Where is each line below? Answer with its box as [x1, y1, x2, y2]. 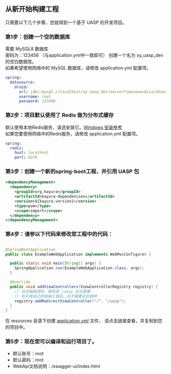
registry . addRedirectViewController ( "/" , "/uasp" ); [14, 298, 126, 304]
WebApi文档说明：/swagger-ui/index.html [12, 363, 100, 369]
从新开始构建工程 [5, 5, 59, 14]
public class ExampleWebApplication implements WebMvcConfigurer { [5, 251, 152, 257]
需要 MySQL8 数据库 [5, 46, 48, 52]
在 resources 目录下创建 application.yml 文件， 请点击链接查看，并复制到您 [5, 318, 163, 324]
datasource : [10, 79, 36, 85]
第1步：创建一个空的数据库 [5, 33, 70, 40]
